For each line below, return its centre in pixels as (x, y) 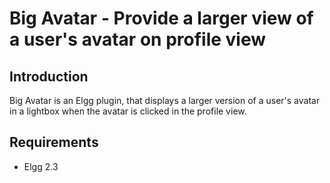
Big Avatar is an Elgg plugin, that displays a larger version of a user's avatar (165, 100)
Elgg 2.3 (41, 166)
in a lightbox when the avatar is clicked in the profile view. (128, 111)
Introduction (49, 76)
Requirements (54, 142)
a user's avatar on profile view (138, 39)
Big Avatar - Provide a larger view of (161, 18)
